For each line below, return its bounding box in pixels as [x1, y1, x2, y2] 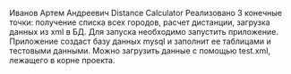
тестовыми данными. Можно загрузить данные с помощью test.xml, [9, 45, 271, 56]
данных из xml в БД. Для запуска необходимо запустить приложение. [9, 27, 279, 37]
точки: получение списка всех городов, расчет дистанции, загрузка [9, 17, 270, 28]
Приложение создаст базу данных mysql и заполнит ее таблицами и [9, 36, 271, 46]
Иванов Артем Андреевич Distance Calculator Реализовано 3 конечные [9, 8, 282, 18]
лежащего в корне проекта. [9, 55, 116, 65]
